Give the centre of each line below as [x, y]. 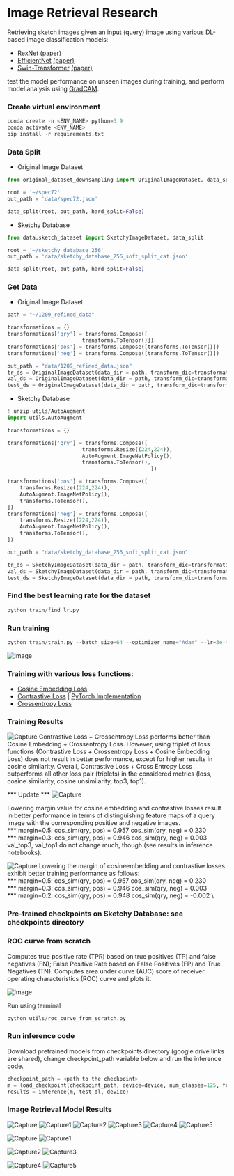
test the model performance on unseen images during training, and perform [116, 81]
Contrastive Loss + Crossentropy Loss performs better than [124, 737]
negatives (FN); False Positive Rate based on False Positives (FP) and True [114, 964]
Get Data [22, 287]
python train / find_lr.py [43, 610]
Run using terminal [34, 1005]
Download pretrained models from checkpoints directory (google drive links [116, 1051]
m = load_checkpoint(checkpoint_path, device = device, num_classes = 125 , [113, 1085]
